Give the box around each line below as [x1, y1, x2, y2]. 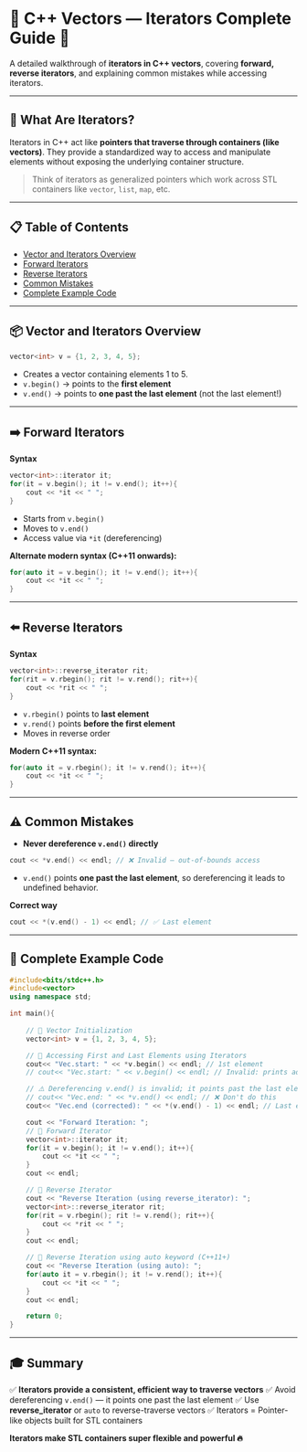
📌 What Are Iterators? [9, 112, 135, 128]
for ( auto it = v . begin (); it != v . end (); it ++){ [9, 567, 198, 577]
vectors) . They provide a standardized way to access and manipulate [9, 146, 271, 157]
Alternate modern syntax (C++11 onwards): [9, 550, 177, 561]
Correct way [9, 899, 58, 910]
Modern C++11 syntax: [9, 745, 98, 757]
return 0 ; [26, 1311, 64, 1321]
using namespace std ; [9, 992, 92, 1002]
